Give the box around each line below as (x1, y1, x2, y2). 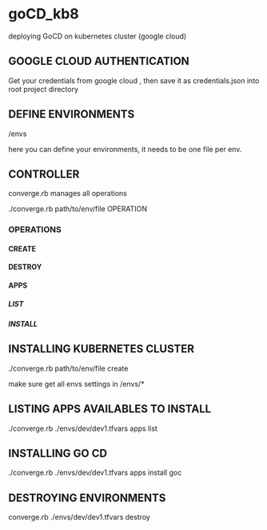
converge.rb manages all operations (8, 189, 128, 199)
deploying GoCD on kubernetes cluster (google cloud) (8, 31, 187, 41)
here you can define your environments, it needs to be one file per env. (8, 144, 242, 154)
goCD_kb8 (8, 5, 80, 23)
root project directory (8, 84, 78, 94)
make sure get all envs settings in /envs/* (8, 379, 145, 388)
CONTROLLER (8, 167, 80, 181)
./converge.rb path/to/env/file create (8, 363, 129, 373)
